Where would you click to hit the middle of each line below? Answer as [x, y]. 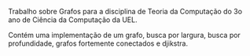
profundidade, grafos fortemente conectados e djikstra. [98, 43]
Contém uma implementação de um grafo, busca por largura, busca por [125, 35]
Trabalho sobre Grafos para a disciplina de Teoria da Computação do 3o [125, 11]
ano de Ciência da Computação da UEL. [73, 20]
